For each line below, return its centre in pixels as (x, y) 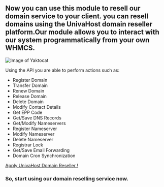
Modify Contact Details (37, 107)
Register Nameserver (35, 129)
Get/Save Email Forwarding (41, 150)
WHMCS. (20, 48)
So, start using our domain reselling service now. (67, 178)
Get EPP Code (27, 112)
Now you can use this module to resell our (73, 8)
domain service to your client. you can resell (77, 17)
